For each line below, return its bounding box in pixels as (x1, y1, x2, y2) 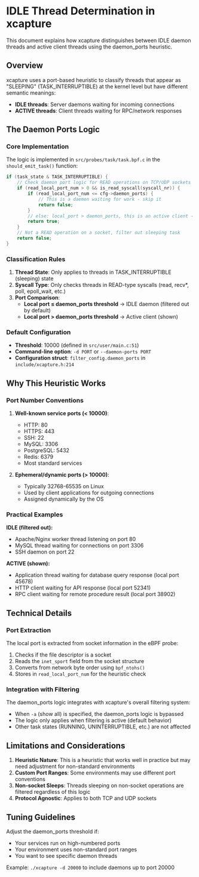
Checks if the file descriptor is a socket (14, 651, 112, 658)
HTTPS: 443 (23, 428, 55, 435)
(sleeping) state (14, 275, 54, 282)
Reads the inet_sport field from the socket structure (14, 658, 145, 665)
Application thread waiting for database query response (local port (14, 571, 179, 579)
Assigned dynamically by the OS (23, 495, 104, 503)
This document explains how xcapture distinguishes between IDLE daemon (6, 37, 191, 44)
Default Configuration (6, 328, 71, 337)
